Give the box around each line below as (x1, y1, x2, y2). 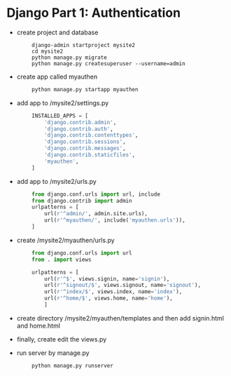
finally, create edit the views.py (16, 335, 107, 343)
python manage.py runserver (31, 362, 113, 369)
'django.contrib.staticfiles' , (43, 152, 136, 159)
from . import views (31, 256, 92, 263)
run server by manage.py (16, 349, 90, 357)
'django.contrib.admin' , (43, 119, 117, 126)
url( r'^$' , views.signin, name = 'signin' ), (43, 275, 170, 282)
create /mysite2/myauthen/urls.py (16, 236, 115, 244)
